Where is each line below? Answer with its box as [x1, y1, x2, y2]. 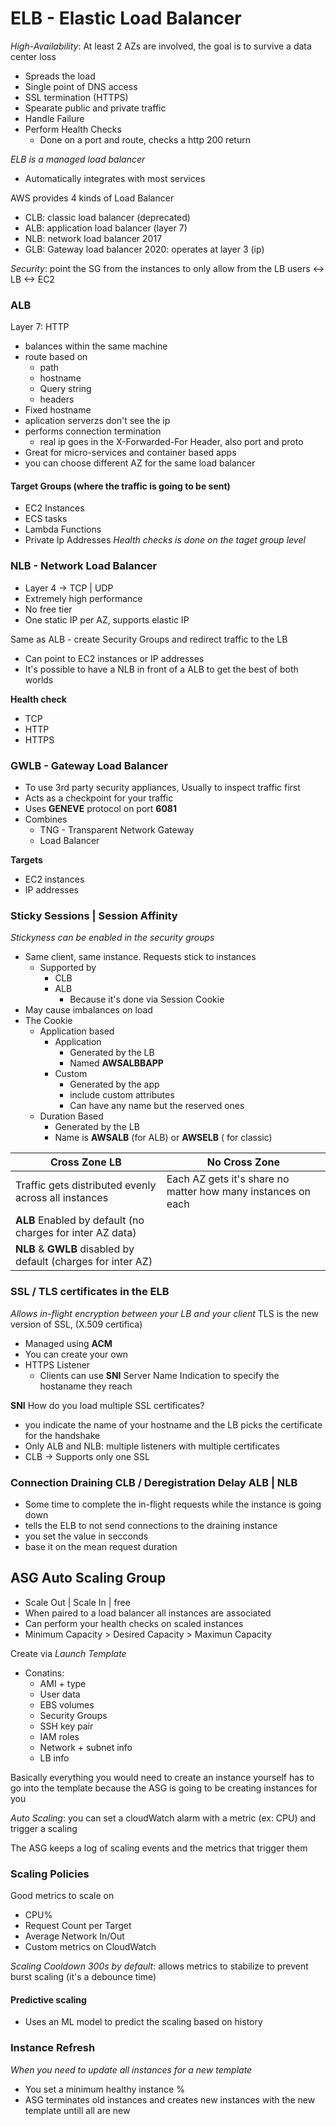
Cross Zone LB [49, 1155, 122, 1169]
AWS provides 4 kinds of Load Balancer [10, 192, 175, 204]
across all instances [15, 1191, 109, 1205]
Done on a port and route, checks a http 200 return [39, 133, 251, 146]
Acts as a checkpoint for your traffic [24, 792, 174, 804]
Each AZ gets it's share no [166, 1172, 290, 1186]
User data [39, 1688, 81, 1700]
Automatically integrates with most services [24, 172, 206, 184]
